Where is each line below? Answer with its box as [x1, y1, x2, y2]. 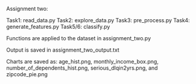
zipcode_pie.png [6, 71, 48, 77]
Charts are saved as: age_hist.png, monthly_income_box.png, [6, 58, 159, 65]
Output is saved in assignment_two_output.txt [6, 46, 119, 53]
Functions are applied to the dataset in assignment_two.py [6, 35, 151, 41]
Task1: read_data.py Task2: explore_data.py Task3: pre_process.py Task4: [6, 17, 190, 23]
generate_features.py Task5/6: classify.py [6, 23, 110, 30]
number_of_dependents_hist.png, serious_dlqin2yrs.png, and [6, 64, 158, 71]
